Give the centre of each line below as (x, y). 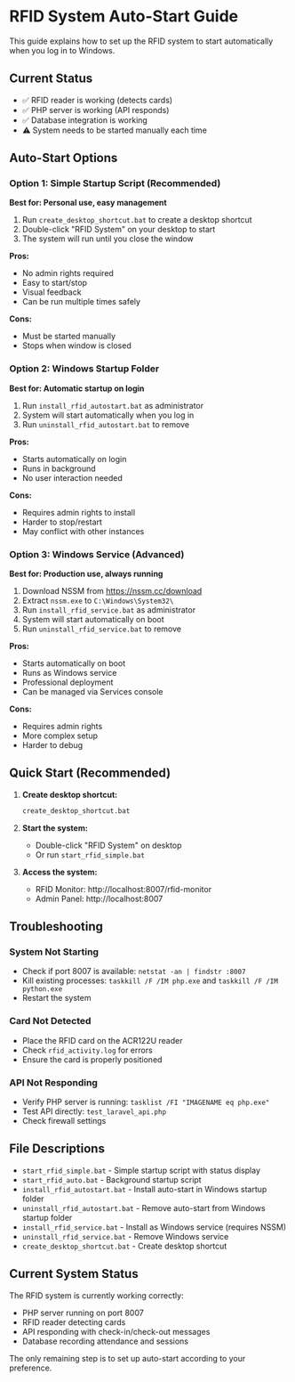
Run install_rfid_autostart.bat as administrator (113, 405)
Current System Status (74, 1274)
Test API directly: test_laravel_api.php (94, 1111)
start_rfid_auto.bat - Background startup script (112, 1179)
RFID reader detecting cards (74, 1322)
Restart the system (56, 998)
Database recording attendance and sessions (105, 1341)
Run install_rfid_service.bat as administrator (109, 610)
